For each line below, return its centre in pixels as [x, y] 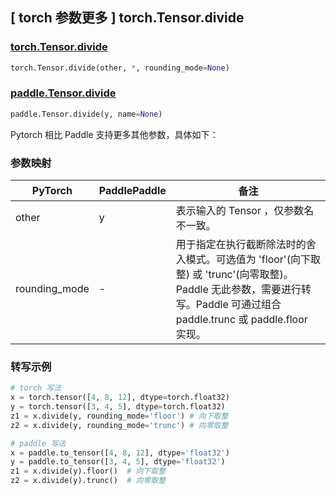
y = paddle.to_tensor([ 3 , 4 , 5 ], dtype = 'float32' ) [118, 462]
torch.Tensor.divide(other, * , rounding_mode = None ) [120, 68]
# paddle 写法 [38, 443]
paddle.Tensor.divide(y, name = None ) [86, 114]
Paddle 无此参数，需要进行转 [243, 290]
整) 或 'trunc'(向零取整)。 [234, 275]
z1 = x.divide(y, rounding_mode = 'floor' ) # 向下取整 [119, 416]
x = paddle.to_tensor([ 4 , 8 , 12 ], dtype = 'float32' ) [120, 453]
